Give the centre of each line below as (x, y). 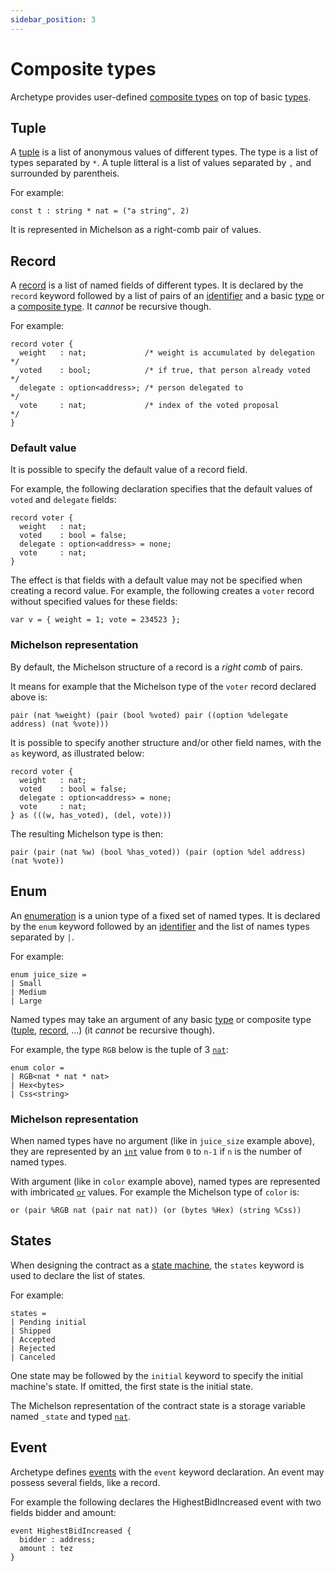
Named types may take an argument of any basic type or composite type (161, 1019)
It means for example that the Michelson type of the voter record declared (163, 686)
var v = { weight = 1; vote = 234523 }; (96, 620)
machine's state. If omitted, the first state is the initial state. (132, 1386)
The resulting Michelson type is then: (86, 833)
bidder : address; (58, 1539)
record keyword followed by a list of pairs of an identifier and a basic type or (167, 296)
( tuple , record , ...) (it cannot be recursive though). (112, 1030)
